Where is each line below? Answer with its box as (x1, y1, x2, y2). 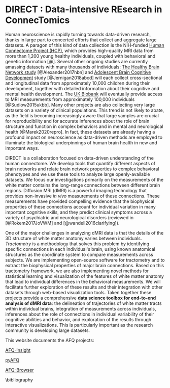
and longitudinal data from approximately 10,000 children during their (5, 80, 150, 86)
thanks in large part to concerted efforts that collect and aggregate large (5, 37, 157, 43)
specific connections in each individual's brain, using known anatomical (5, 246, 156, 252)
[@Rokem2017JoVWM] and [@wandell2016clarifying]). (5, 220, 120, 226)
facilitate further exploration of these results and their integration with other (5, 284, 163, 290)
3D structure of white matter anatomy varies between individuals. (5, 235, 142, 241)
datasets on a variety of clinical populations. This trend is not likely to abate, (5, 107, 164, 113)
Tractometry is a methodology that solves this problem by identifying (5, 241, 150, 247)
